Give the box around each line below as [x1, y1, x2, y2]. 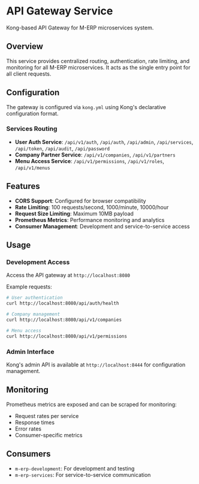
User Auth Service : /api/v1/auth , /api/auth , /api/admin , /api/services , [14, 138, 194, 145]
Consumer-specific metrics [14, 431, 83, 438]
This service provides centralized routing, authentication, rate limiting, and [6, 57, 190, 64]
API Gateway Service [6, 4, 113, 18]
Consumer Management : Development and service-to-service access [14, 223, 190, 230]
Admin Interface [6, 347, 55, 356]
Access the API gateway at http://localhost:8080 [6, 272, 131, 279]
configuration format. [6, 110, 59, 117]
